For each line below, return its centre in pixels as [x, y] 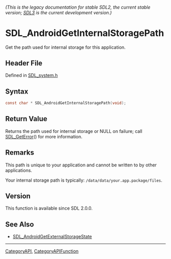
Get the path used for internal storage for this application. [65, 47]
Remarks [20, 153]
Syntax [17, 91]
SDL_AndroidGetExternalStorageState [52, 237]
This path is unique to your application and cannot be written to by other [81, 165]
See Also [20, 224]
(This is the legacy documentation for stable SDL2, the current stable [78, 7]
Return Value [26, 119]
